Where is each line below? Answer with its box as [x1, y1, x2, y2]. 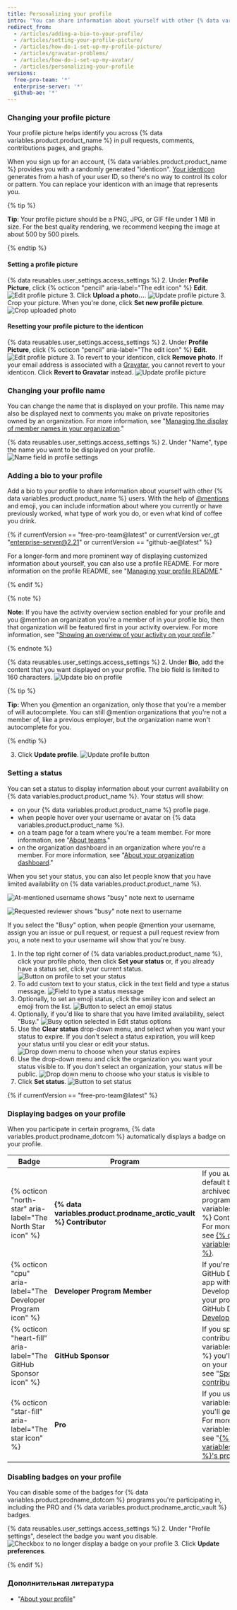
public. [17, 1070, 38, 1078]
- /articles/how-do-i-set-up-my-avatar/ [13, 57, 134, 64]
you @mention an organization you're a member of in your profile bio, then [7, 615, 224, 624]
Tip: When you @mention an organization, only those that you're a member [7, 700, 226, 709]
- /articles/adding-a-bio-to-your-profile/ [13, 30, 143, 38]
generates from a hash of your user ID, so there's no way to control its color [7, 173, 228, 181]
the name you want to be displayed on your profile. [7, 445, 155, 454]
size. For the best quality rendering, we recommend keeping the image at [7, 222, 220, 231]
